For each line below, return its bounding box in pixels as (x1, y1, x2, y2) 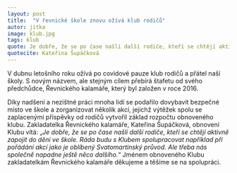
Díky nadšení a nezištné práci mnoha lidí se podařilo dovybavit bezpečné (7, 97, 220, 106)
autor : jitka (7, 23, 46, 30)
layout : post (7, 10, 46, 18)
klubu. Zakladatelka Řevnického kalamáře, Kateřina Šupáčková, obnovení (7, 120, 220, 129)
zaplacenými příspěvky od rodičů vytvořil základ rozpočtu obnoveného (7, 112, 214, 121)
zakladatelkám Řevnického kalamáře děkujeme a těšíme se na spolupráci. (7, 157, 221, 166)
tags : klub (7, 37, 39, 44)
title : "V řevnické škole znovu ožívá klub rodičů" (7, 17, 166, 24)
